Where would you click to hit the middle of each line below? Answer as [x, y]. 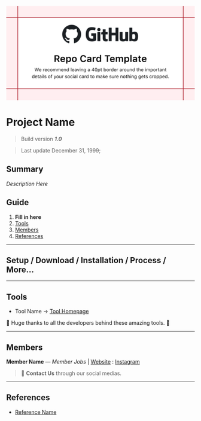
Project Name [41, 122]
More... [20, 269]
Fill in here [28, 217]
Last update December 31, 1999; [61, 150]
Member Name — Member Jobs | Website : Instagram [73, 361]
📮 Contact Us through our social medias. [71, 373]
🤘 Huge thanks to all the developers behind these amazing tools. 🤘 [88, 323]
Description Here [27, 184]
